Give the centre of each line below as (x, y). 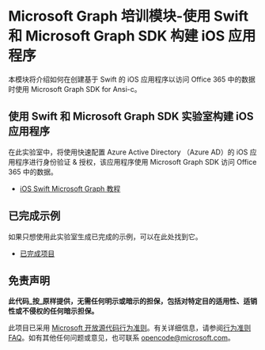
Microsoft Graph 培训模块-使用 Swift (129, 16)
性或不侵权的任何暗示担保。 (53, 311)
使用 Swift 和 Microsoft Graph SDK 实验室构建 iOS (131, 117)
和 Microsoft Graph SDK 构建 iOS (117, 36)
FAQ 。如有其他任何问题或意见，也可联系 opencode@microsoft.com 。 (121, 338)
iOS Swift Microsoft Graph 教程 (70, 188)
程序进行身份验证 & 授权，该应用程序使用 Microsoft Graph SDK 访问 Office (136, 162)
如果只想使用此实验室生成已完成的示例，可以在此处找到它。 (105, 236)
